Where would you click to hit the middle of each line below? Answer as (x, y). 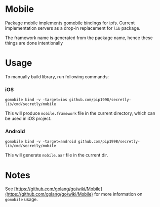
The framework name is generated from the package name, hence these (79, 38)
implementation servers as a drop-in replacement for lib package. (73, 28)
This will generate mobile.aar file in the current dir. (57, 155)
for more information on (118, 194)
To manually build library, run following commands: (57, 77)
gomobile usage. (21, 200)
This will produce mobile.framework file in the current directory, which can (80, 113)
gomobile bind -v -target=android (41, 142)
